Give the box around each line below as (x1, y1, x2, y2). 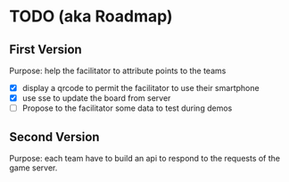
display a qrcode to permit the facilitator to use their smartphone (21, 83, 260, 93)
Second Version (9, 129, 100, 145)
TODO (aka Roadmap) (9, 6, 173, 27)
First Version (9, 42, 82, 57)
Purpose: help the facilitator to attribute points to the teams (9, 65, 227, 76)
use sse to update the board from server (21, 93, 171, 103)
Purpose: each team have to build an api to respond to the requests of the (9, 153, 281, 163)
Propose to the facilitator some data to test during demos (21, 103, 233, 113)
